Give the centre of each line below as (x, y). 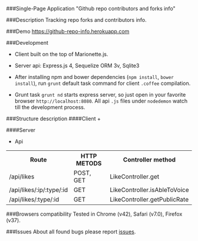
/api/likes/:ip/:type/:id (39, 190)
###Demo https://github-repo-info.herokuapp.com (68, 31)
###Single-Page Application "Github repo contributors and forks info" (91, 9)
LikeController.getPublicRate (149, 199)
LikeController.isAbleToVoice (149, 190)
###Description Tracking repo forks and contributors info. (77, 20)
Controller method (149, 160)
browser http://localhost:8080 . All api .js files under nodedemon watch (101, 101)
